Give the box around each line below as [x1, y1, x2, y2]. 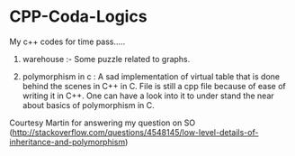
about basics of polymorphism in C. [22, 99, 155, 110]
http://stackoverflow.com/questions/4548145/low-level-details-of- [12, 126, 259, 137]
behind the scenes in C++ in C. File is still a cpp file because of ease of [22, 80, 286, 91]
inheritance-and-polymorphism [9, 136, 126, 147]
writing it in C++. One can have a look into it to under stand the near [22, 90, 274, 101]
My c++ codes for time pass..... [9, 36, 126, 47]
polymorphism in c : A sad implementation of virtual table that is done [22, 70, 281, 82]
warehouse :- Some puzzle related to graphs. [22, 53, 191, 64]
